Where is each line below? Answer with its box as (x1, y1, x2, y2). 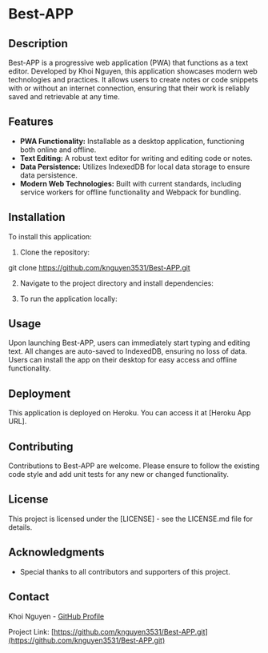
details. (8, 522, 33, 532)
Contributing (8, 439, 74, 453)
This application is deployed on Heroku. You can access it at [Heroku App (8, 408, 251, 418)
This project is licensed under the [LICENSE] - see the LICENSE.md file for (8, 514, 254, 523)
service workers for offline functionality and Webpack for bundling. (19, 187, 242, 197)
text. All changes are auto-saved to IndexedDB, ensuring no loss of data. (8, 347, 248, 356)
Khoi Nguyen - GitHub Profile (8, 611, 105, 621)
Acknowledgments (8, 546, 106, 559)
